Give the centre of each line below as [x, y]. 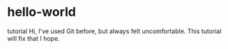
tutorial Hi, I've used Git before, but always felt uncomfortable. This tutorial [114, 31]
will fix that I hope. [34, 38]
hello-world [42, 12]
